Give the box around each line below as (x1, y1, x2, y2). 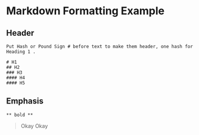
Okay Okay (20, 122, 48, 129)
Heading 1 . (6, 49, 36, 55)
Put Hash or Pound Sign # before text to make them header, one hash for (6, 43, 194, 49)
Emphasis (6, 96, 43, 106)
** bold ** (6, 112, 33, 118)
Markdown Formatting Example (6, 4, 165, 18)
